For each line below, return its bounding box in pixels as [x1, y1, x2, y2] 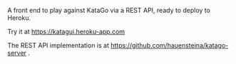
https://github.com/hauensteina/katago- [110, 41, 229, 49]
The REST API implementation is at [7, 41, 109, 49]
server [7, 49, 27, 57]
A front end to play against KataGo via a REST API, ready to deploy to [7, 6, 210, 14]
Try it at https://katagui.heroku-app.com [7, 28, 125, 36]
